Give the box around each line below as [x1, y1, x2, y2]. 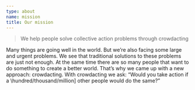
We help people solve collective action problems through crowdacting [20, 35, 189, 42]
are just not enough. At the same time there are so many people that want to [6, 59, 189, 66]
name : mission [6, 14, 41, 20]
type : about [6, 8, 35, 15]
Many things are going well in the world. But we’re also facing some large [6, 46, 182, 53]
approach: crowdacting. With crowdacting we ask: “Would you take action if [6, 71, 189, 78]
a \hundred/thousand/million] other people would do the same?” [6, 77, 161, 84]
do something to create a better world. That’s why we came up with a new [6, 65, 184, 72]
